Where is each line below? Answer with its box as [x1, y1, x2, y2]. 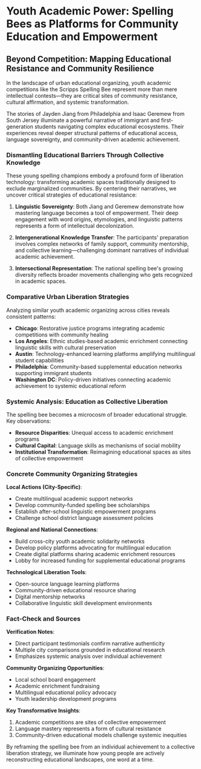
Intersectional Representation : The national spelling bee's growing [14, 265, 183, 272]
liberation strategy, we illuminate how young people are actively [6, 750, 165, 757]
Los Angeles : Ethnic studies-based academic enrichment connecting [14, 337, 188, 344]
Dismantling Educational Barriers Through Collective [6, 151, 164, 159]
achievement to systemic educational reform [14, 382, 126, 390]
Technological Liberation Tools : [6, 569, 87, 576]
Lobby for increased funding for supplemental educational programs [14, 557, 186, 565]
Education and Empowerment [6, 30, 158, 43]
